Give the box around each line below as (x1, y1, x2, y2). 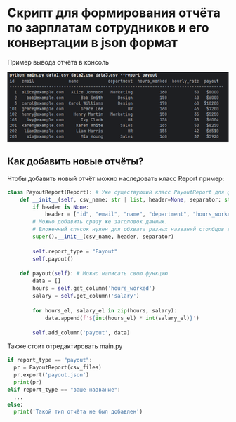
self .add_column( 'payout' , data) (32, 329, 131, 336)
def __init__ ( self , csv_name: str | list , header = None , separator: (20, 196, 221, 203)
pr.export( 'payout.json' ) (13, 371, 90, 378)
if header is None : (32, 204, 90, 211)
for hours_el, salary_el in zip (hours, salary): (32, 307, 178, 314)
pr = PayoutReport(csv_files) (13, 364, 102, 371)
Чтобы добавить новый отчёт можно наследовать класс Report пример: (7, 174, 225, 183)
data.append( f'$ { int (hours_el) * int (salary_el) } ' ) (44, 315, 199, 322)
